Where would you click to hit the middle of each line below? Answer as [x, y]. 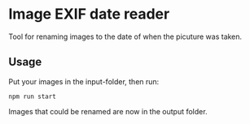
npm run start [33, 96]
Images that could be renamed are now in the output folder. [108, 111]
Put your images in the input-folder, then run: [84, 81]
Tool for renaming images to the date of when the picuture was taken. [125, 36]
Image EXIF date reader [89, 14]
